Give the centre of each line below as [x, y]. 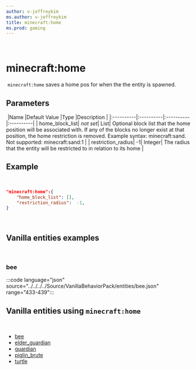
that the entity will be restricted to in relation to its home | [75, 148]
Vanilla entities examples [53, 238]
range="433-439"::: [30, 292]
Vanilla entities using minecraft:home [73, 311]
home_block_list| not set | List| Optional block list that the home [115, 123]
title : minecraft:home [34, 22]
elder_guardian [32, 343]
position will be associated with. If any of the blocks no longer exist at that [95, 129]
